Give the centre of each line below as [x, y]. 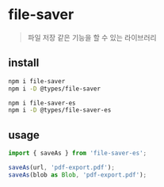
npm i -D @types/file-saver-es [60, 110]
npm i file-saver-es [42, 103]
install [24, 63]
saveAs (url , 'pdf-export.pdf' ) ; [61, 167]
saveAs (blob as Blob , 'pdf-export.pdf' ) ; [78, 175]
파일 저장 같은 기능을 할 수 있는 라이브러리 [92, 37]
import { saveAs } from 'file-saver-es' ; [78, 153]
